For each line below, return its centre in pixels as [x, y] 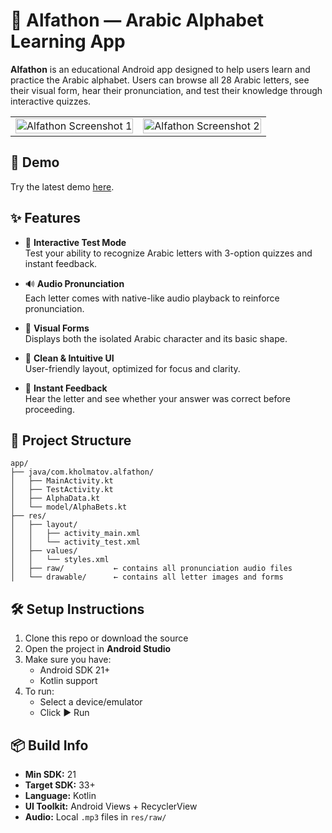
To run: [39, 691]
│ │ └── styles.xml [60, 560]
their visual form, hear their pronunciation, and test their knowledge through [166, 90]
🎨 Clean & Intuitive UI [69, 358]
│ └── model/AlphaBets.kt [69, 507]
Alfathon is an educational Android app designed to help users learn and [160, 69]
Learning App [68, 41]
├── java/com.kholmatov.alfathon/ [82, 472]
